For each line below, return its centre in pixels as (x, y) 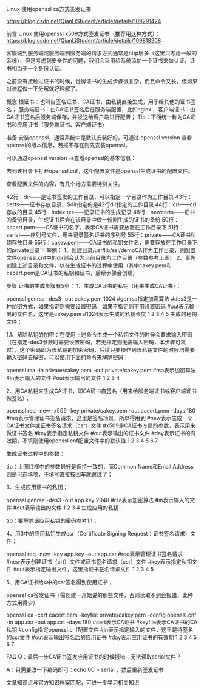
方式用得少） (22, 603)
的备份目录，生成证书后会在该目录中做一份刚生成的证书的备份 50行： (93, 220)
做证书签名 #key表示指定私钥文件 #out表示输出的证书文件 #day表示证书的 (98, 433)
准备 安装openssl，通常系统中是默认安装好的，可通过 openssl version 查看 (99, 138)
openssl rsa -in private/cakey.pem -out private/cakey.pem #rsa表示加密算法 (101, 370)
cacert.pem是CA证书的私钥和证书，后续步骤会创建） (72, 273)
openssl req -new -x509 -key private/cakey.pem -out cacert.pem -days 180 (101, 411)
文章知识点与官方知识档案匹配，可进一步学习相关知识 (73, 683)
